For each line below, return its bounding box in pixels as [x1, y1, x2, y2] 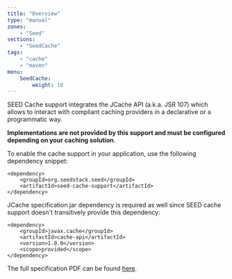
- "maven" [19, 62, 49, 69]
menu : [7, 68, 23, 75]
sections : [7, 36, 36, 43]
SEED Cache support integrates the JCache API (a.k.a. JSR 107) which [7, 100, 208, 109]
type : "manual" [7, 17, 51, 24]
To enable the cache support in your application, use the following [7, 150, 197, 158]
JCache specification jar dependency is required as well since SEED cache [7, 201, 222, 209]
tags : [7, 49, 23, 56]
